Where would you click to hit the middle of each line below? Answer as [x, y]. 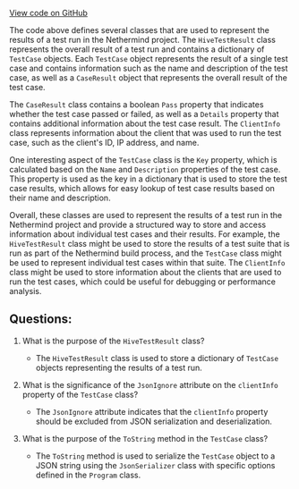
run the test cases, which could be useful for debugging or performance [142, 282]
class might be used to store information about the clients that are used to [145, 272]
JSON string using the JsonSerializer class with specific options [155, 465]
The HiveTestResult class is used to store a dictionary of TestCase [157, 358]
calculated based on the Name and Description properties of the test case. [145, 169]
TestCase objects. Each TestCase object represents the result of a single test [149, 59]
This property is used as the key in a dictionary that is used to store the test [149, 179]
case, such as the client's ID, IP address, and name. [104, 143]
